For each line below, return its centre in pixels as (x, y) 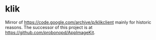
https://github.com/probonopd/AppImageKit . (50, 32)
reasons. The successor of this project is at (49, 27)
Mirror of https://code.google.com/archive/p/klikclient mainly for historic (78, 22)
